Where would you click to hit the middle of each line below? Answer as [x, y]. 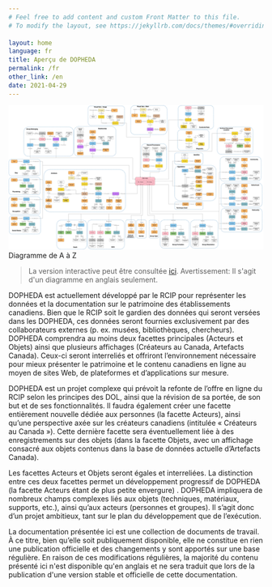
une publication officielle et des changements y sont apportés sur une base [134, 549]
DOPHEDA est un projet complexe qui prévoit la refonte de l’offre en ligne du [136, 389]
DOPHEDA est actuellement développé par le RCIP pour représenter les [127, 296]
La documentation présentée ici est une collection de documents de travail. [134, 532]
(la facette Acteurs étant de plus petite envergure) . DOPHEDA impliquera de [136, 491]
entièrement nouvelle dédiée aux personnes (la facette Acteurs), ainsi [125, 415]
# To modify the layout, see [57, 26]
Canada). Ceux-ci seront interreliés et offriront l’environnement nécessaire [132, 355]
